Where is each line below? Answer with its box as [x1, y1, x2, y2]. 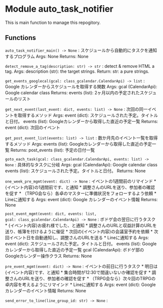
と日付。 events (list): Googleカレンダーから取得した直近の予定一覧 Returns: [5, 118, 158, 124]
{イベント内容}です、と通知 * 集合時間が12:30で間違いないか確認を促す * [5, 269, 151, 275]
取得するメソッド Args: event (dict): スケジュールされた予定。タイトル [18, 112, 158, 118]
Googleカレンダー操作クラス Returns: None [5, 253, 92, 259]
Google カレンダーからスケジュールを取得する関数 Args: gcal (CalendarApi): [5, 83, 157, 89]
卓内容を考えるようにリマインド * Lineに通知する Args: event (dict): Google [5, 282, 156, 287]
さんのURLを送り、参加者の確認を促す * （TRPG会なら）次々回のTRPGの [9, 275, 156, 281]
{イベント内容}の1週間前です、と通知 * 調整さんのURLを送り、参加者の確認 [5, 184, 155, 190]
